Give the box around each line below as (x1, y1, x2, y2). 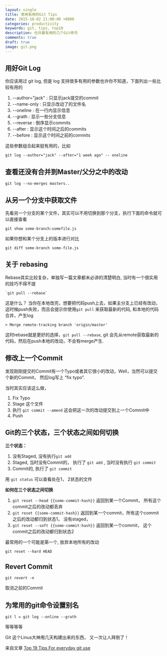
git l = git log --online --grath (5, 615, 77, 620)
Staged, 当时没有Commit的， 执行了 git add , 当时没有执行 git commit (12, 459, 157, 465)
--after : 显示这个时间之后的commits (12, 126, 87, 132)
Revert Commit (5, 562, 53, 571)
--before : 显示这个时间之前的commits (12, 132, 90, 138)
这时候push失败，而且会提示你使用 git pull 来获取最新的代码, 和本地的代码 (5, 306, 159, 312)
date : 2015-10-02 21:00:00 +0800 (5, 16, 75, 21)
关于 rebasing (5, 260, 48, 269)
